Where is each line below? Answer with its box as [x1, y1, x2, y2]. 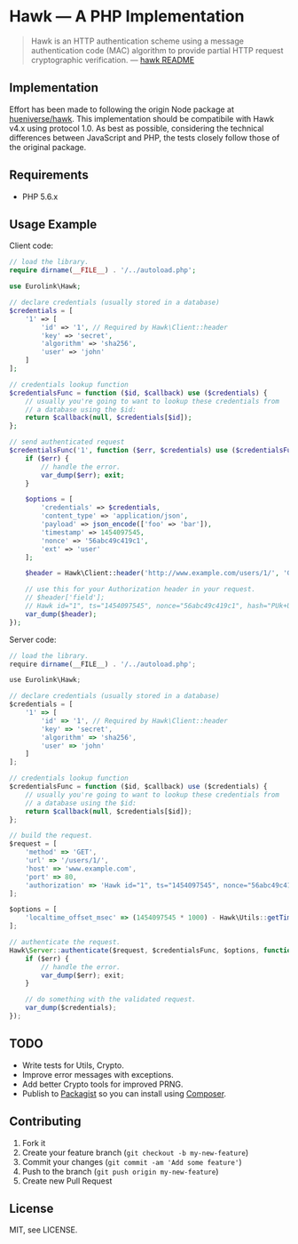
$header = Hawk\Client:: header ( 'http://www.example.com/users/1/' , [25, 569, 279, 578]
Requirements [9, 167, 89, 183]
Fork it [21, 1137, 46, 1148]
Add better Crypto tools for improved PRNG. [21, 1079, 184, 1089]
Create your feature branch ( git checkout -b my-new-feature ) [21, 1147, 249, 1158]
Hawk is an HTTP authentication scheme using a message [30, 36, 244, 46]
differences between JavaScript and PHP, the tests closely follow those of [9, 132, 280, 143]
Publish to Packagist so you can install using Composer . [21, 1087, 227, 1099]
